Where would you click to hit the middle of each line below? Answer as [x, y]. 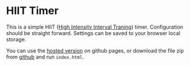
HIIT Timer [32, 11]
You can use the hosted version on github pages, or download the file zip [95, 50]
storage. [16, 39]
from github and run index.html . [45, 57]
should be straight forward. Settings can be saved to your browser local [93, 33]
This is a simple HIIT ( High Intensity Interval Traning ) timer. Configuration [95, 27]
